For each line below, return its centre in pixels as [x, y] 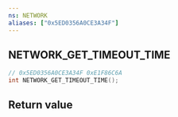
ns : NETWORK [28, 15]
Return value [41, 105]
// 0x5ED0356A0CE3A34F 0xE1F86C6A [66, 73]
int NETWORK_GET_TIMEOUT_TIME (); [64, 81]
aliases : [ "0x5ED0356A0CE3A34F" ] [64, 23]
